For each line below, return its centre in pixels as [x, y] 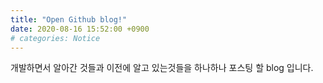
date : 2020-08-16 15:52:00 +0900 [80, 29]
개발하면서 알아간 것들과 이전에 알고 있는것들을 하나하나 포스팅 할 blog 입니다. [162, 68]
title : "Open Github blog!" [69, 19]
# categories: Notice [55, 38]
